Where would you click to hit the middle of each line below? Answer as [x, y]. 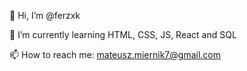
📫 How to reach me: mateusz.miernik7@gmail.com [115, 54]
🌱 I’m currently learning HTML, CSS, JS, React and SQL [123, 34]
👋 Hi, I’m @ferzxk [45, 15]
